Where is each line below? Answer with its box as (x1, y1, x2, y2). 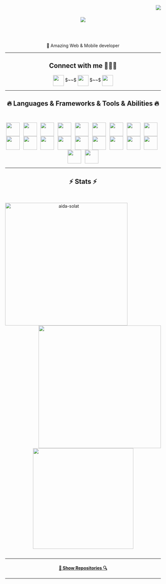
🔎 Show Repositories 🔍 (58, 565, 108, 571)
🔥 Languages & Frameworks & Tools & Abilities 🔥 (6, 99, 160, 108)
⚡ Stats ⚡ (69, 177, 97, 185)
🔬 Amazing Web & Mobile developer (46, 42, 120, 49)
